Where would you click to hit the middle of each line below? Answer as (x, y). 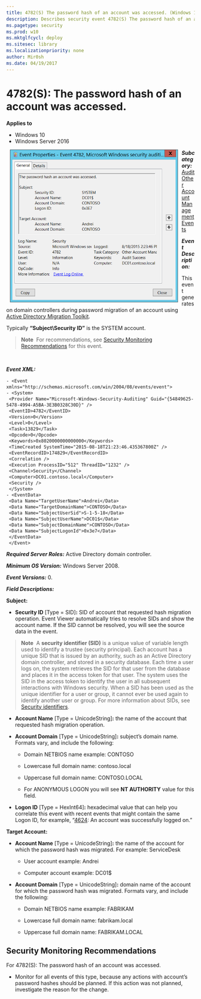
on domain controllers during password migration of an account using (92, 310)
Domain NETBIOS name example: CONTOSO (79, 754)
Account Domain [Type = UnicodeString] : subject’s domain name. (96, 736)
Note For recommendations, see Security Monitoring (86, 340)
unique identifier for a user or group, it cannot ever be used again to (104, 694)
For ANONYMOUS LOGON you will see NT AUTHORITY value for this (109, 789)
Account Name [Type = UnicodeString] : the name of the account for (99, 843)
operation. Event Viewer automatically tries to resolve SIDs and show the (104, 619)
